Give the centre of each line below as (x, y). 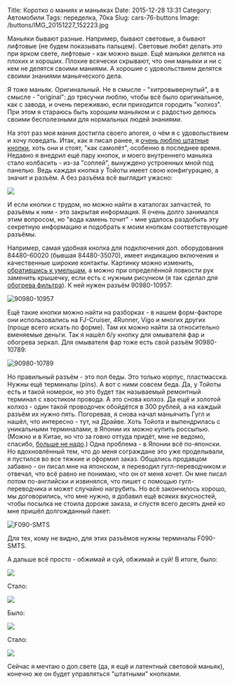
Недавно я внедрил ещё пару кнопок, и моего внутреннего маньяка (110, 155)
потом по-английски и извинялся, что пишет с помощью (92, 481)
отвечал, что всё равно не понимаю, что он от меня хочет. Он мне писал (117, 474)
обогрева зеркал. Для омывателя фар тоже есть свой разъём (100, 342)
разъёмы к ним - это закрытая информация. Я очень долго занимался (113, 212)
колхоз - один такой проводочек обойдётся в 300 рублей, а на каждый (114, 407)
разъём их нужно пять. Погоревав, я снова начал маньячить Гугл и (109, 414)
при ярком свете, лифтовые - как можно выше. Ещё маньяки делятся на (116, 53)
